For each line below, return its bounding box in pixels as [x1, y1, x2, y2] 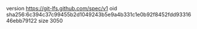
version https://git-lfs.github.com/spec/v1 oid [6, 5, 118, 12]
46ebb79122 [6, 17, 38, 24]
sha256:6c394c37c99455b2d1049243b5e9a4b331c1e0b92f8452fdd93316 [6, 11, 192, 18]
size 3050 [38, 17, 63, 24]
